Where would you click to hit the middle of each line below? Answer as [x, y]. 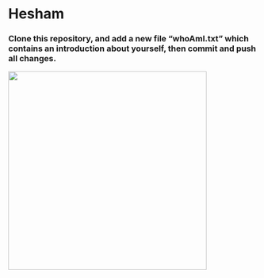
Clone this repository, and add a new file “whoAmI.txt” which [129, 39]
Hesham [36, 14]
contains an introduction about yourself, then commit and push [132, 48]
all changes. [33, 59]
